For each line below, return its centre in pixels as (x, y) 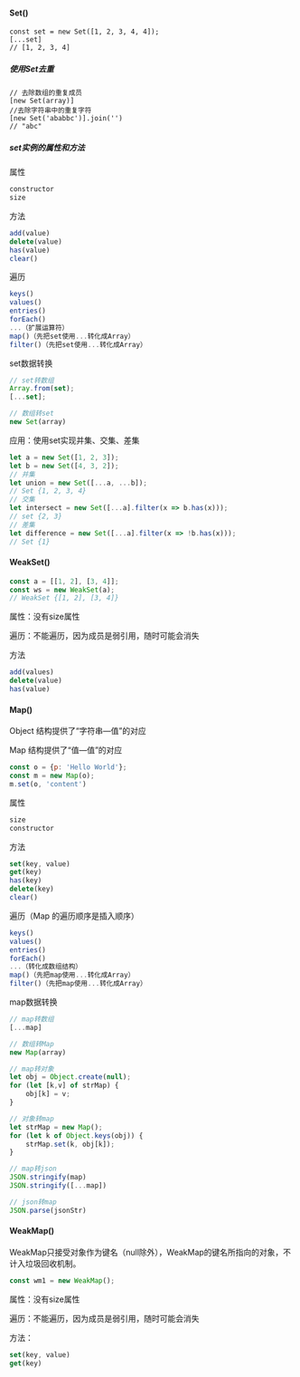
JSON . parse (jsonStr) (48, 1210)
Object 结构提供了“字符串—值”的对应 (78, 731)
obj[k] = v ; (48, 1094)
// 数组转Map (32, 1044)
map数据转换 (33, 1002)
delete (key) (32, 889)
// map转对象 (32, 1069)
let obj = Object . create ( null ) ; (70, 1077)
